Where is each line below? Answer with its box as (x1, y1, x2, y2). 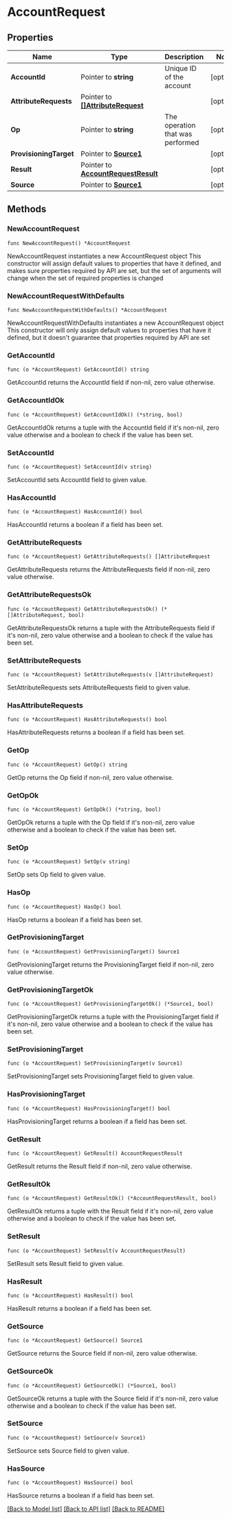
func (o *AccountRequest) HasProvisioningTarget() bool (7, 1105, 170, 1112)
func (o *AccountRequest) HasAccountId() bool (7, 508, 143, 516)
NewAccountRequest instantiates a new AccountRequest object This (7, 252, 201, 260)
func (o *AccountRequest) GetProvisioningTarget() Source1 (7, 948, 180, 955)
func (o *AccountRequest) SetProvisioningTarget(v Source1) (7, 1060, 184, 1067)
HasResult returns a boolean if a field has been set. (7, 1304, 153, 1312)
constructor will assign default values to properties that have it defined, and (7, 259, 221, 268)
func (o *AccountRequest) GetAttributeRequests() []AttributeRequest (7, 553, 211, 561)
